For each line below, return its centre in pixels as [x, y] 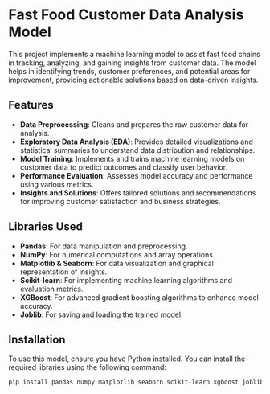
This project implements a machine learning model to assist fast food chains [135, 54]
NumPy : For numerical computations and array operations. [117, 254]
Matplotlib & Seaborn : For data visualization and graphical [117, 263]
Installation [37, 339]
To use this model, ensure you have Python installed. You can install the [127, 359]
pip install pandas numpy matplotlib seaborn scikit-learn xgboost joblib [136, 382]
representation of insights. [63, 272]
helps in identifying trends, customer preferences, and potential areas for [129, 71]
